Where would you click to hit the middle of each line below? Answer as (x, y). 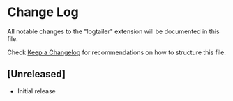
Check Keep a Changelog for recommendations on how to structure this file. (117, 52)
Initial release (36, 91)
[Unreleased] (37, 74)
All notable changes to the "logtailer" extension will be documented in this (113, 31)
